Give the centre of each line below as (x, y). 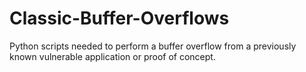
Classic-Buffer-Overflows (119, 18)
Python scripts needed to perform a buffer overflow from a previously (153, 46)
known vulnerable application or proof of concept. (112, 56)
